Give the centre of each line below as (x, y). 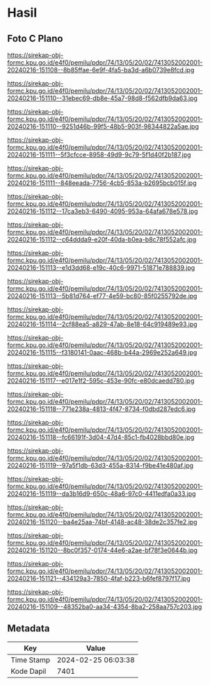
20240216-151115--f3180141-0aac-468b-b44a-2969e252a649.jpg (102, 352)
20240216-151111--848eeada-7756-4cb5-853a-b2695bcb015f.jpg (102, 183)
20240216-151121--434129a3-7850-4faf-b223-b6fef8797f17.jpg (99, 578)
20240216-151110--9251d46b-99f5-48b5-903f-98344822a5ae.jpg (103, 126)
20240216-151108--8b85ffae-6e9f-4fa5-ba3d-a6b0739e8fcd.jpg (101, 70)
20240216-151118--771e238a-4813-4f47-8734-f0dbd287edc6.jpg (102, 409)
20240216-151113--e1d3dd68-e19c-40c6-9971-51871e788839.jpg (101, 268)
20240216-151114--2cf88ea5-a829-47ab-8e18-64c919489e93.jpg (102, 324)
